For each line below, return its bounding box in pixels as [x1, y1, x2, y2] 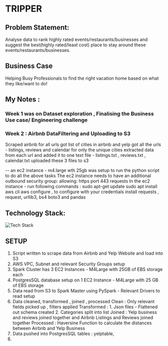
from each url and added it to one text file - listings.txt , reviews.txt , [5, 152, 146, 158]
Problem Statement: [5, 23, 69, 32]
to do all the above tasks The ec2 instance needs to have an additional [5, 172, 151, 179]
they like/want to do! [5, 80, 48, 86]
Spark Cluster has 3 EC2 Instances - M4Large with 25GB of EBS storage [12, 266, 163, 272]
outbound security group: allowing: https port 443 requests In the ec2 [5, 178, 150, 184]
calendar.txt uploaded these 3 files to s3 [5, 157, 89, 164]
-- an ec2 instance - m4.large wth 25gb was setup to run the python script [5, 167, 160, 174]
